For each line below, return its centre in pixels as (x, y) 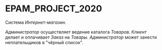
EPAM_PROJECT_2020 (54, 9)
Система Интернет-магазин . (36, 22)
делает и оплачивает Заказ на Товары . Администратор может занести (81, 37)
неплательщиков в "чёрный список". (44, 42)
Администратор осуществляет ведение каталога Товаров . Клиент (76, 32)
